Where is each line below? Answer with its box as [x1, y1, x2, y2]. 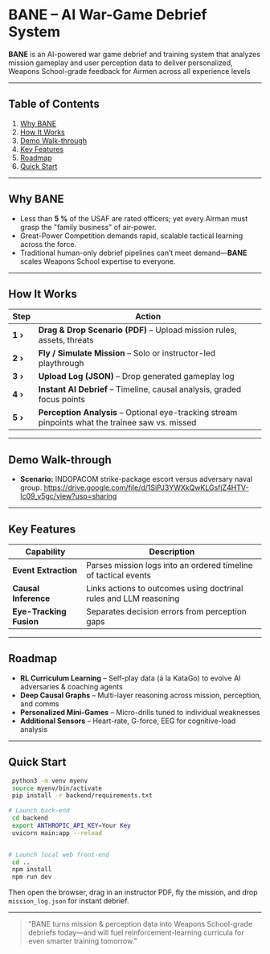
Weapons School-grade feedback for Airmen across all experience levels [8, 66, 251, 76]
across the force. [19, 239, 77, 249]
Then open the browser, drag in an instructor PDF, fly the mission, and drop [8, 887, 259, 898]
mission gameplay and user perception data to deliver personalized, [8, 58, 233, 68]
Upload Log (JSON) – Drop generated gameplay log [38, 371, 235, 382]
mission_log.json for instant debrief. [8, 896, 129, 906]
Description [149, 546, 195, 557]
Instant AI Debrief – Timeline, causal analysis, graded [38, 384, 242, 395]
